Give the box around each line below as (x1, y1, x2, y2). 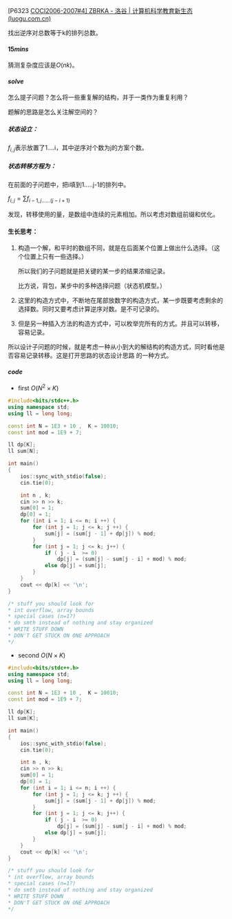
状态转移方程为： (8, 162, 56, 170)
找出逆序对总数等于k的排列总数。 (8, 29, 102, 36)
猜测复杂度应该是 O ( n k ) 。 (8, 61, 78, 70)
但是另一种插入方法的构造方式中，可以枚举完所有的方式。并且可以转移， (17, 319, 223, 328)
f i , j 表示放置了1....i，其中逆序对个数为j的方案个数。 (8, 144, 148, 154)
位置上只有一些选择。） (23, 253, 88, 261)
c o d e (8, 368, 23, 376)
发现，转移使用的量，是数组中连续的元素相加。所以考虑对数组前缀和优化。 (8, 210, 219, 218)
